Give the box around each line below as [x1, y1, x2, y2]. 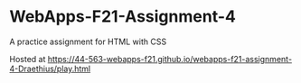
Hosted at [9, 53, 46, 64]
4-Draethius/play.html [9, 63, 91, 74]
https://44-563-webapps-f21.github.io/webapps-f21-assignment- [47, 53, 292, 64]
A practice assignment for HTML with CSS [9, 36, 167, 47]
